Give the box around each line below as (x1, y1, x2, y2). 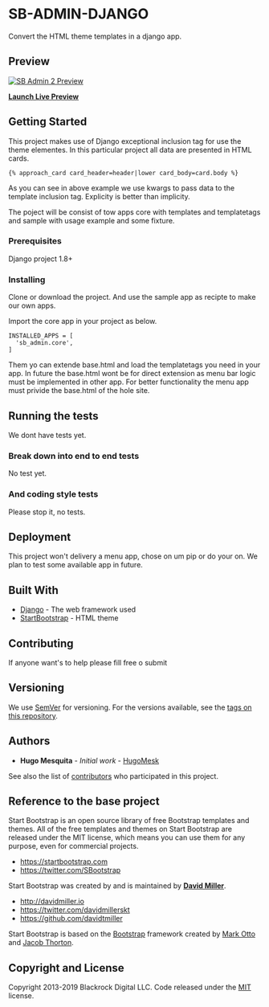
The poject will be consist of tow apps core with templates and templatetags (8, 207, 261, 217)
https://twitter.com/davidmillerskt (19, 905, 130, 915)
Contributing (8, 637, 74, 650)
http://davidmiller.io (19, 897, 84, 907)
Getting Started (8, 115, 88, 129)
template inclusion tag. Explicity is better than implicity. (8, 191, 190, 201)
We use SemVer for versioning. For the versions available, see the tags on (8, 702, 252, 712)
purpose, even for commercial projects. (8, 841, 139, 851)
